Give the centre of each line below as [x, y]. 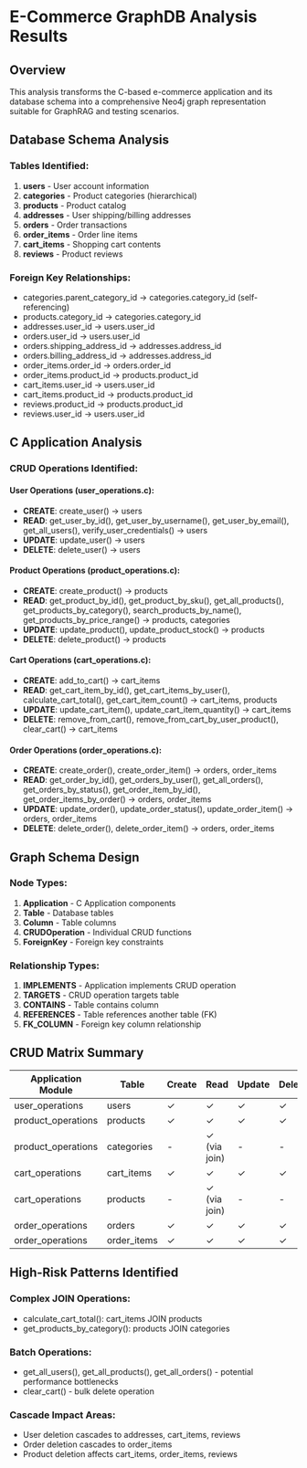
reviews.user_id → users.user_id [84, 414]
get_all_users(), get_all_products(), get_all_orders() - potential [138, 1371]
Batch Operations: [51, 1352]
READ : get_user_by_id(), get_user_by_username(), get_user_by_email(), [156, 520]
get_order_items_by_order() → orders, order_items [117, 799]
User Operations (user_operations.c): [82, 490]
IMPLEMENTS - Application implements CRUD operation [129, 986]
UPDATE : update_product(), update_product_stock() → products [143, 629]
